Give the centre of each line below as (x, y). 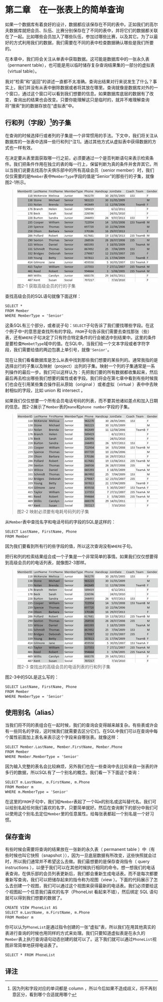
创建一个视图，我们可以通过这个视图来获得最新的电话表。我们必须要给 (83, 886)
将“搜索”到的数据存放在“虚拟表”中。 (41, 105)
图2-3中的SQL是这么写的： (32, 677)
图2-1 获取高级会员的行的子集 (46, 286)
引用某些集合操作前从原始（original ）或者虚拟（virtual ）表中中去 (88, 384)
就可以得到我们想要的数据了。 (35, 898)
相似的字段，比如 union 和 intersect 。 (47, 390)
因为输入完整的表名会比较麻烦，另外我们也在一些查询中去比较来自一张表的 (79, 766)
